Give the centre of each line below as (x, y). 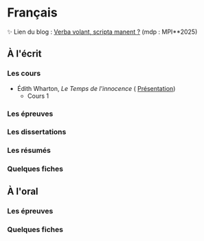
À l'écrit (24, 54)
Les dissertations (37, 132)
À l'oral (23, 191)
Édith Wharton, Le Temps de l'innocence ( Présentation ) (96, 88)
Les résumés (29, 151)
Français (32, 13)
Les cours (24, 74)
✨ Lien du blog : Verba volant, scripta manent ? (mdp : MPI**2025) (102, 32)
